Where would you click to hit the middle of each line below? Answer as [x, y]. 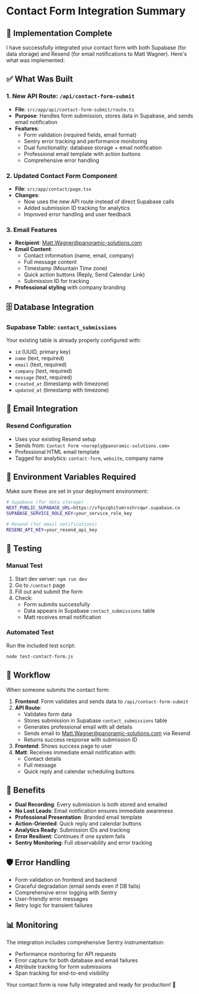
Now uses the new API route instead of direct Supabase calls [99, 201]
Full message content [50, 262]
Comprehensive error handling [62, 160]
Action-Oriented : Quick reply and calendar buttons [78, 824]
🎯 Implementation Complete [59, 33]
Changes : [27, 195]
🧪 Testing [24, 549]
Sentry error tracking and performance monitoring [85, 141]
